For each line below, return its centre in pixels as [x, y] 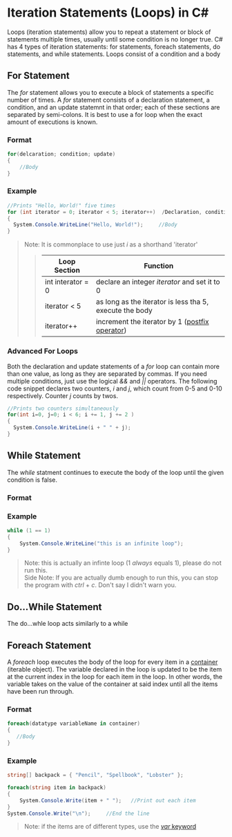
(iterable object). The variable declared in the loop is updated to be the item [115, 669]
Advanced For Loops [42, 351]
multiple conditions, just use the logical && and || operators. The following [112, 381]
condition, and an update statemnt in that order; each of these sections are [114, 107]
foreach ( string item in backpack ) [57, 788]
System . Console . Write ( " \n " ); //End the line [78, 813]
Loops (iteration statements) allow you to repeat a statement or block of [109, 32]
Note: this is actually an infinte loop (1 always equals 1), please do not [123, 563]
